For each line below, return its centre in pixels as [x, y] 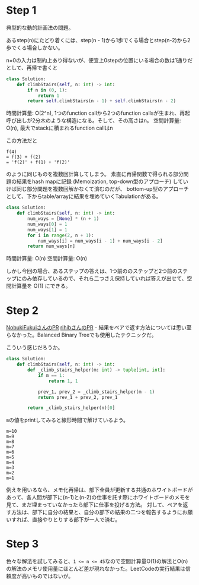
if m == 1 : [51, 375]
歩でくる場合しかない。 [35, 48]
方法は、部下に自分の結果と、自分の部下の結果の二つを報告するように [97, 512]
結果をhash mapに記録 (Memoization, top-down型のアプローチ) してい [102, 181]
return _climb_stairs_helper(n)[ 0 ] [71, 408]
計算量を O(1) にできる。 [41, 286]
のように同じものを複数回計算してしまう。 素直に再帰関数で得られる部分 [95, 174]
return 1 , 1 [63, 381]
